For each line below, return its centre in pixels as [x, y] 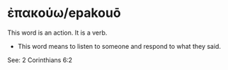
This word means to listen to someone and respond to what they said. [119, 46]
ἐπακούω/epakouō [64, 13]
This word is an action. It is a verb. [57, 33]
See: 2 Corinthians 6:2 [40, 60]
